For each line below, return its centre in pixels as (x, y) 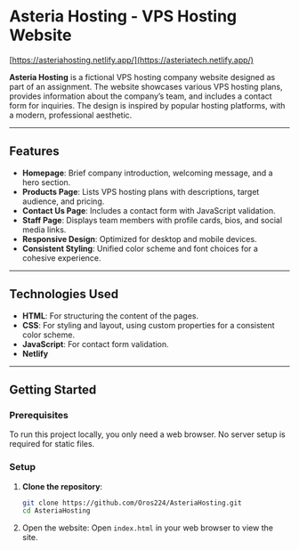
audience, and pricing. (63, 201)
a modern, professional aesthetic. (71, 115)
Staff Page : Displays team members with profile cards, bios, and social (152, 220)
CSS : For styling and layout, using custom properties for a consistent (148, 325)
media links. (44, 230)
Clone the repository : (62, 486)
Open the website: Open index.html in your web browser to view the (148, 528)
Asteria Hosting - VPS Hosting (123, 16)
